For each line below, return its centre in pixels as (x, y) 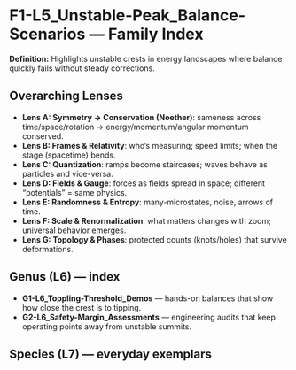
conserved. (43, 136)
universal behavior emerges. (74, 230)
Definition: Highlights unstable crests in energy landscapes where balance (146, 58)
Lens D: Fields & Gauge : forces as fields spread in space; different (144, 183)
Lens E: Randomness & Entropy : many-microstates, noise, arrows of (147, 202)
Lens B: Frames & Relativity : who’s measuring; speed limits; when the (149, 145)
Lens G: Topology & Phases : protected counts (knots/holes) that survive (155, 239)
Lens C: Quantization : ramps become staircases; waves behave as (144, 164)
